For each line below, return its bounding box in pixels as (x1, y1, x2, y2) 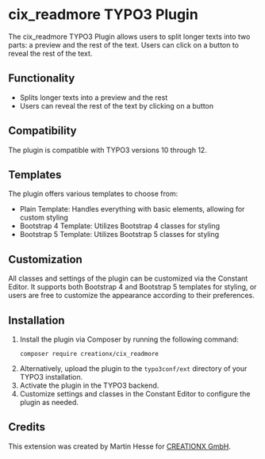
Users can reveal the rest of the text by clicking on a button (19, 101, 214, 110)
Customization (8, 252, 83, 266)
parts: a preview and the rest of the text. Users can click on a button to (8, 40, 240, 49)
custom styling (19, 212, 69, 223)
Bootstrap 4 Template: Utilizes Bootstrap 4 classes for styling (19, 221, 221, 231)
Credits (8, 420, 46, 434)
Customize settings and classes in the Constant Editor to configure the (19, 389, 251, 398)
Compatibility (8, 124, 77, 138)
